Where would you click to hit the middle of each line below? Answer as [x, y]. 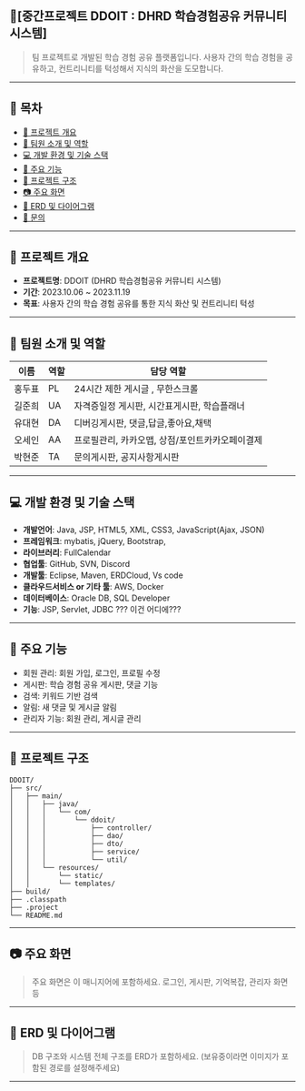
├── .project [34, 907]
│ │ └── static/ [56, 875]
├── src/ [26, 788]
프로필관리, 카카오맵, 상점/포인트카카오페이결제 [168, 440]
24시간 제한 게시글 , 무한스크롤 [136, 389]
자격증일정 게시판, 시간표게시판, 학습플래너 [159, 406]
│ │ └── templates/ [63, 884]
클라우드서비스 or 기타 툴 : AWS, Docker [93, 587]
